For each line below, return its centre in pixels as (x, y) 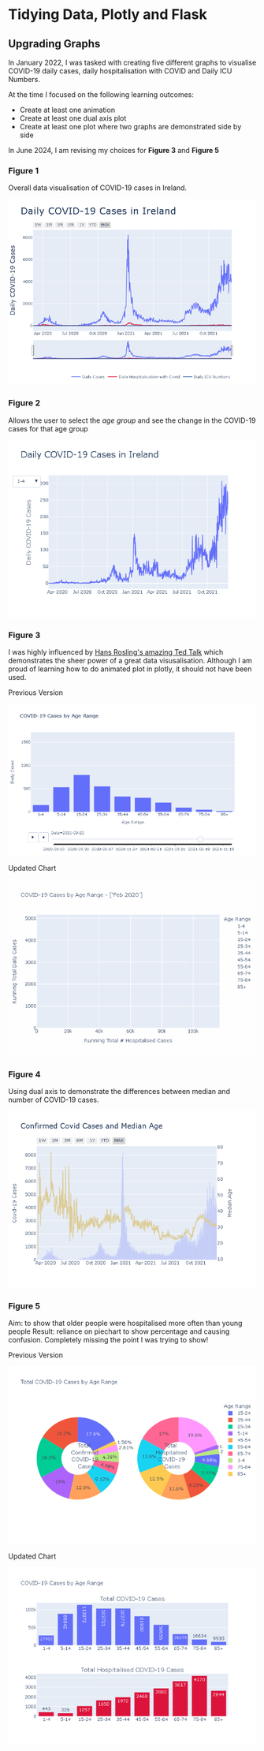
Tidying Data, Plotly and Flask (108, 15)
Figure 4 (24, 1074)
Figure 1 (24, 170)
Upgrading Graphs (54, 44)
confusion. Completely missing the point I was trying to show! (108, 1340)
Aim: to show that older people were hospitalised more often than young (125, 1324)
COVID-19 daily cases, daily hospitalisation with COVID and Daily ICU (120, 71)
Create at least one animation (67, 110)
